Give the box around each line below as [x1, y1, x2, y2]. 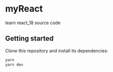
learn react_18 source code [5, 20, 61, 26]
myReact [5, 3, 43, 15]
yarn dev [5, 62, 23, 67]
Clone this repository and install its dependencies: [5, 47, 108, 53]
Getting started [5, 34, 54, 43]
